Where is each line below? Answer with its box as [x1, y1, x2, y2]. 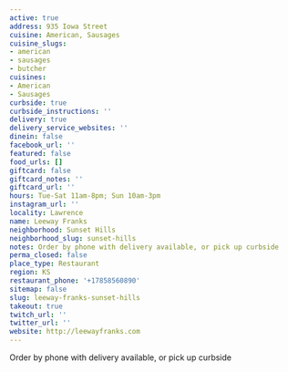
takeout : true [9, 302, 64, 311]
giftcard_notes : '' [9, 174, 84, 183]
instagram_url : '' [9, 200, 79, 210]
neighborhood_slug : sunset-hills [9, 233, 137, 243]
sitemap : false [9, 284, 67, 294]
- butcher [9, 65, 47, 74]
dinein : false [9, 132, 64, 141]
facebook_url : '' [9, 140, 76, 150]
